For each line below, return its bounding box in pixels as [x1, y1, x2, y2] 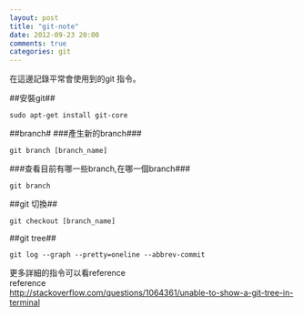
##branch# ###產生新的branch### [9, 128, 143, 139]
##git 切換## [9, 199, 57, 209]
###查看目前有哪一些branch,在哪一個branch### [9, 163, 191, 174]
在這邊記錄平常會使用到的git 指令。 [9, 74, 141, 85]
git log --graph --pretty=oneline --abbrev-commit [9, 250, 206, 260]
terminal [9, 297, 41, 308]
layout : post [9, 13, 59, 23]
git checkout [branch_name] [9, 217, 116, 226]
